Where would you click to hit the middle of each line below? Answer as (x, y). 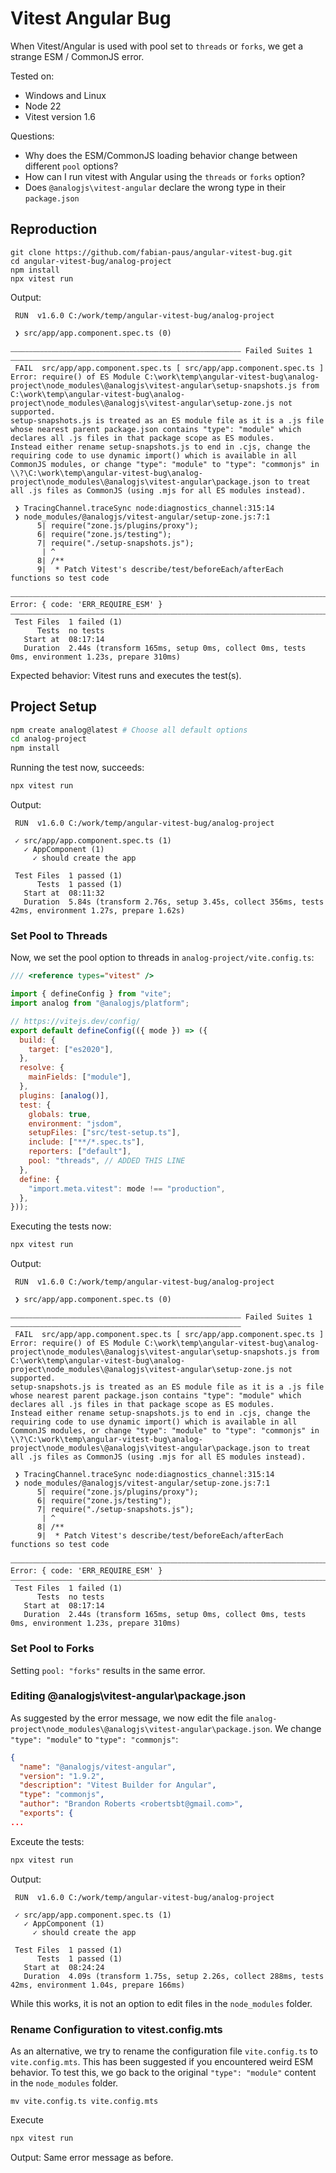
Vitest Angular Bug (91, 18)
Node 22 (43, 106)
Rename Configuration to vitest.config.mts (116, 2029)
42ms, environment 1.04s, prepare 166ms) (98, 1985)
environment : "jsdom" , (75, 1123)
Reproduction (54, 229)
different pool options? (71, 166)
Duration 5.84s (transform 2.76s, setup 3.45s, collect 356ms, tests (174, 902)
